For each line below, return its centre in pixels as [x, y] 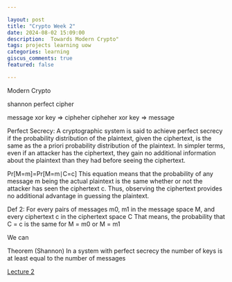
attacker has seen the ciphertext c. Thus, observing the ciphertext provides [115, 188]
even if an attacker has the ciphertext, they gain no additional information [111, 152]
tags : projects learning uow [49, 46]
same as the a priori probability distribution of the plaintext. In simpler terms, [116, 146]
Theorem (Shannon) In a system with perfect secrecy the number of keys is [115, 251]
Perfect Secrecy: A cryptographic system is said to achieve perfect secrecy [115, 131]
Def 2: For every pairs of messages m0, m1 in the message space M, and [111, 209]
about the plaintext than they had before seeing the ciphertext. [96, 160]
